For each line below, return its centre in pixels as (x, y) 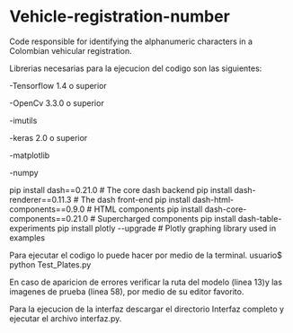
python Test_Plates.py (50, 264)
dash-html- (213, 199)
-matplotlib (30, 155)
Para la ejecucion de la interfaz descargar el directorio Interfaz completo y (147, 309)
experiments (32, 228)
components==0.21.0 (49, 218)
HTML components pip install (148, 209)
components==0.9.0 (47, 209)
